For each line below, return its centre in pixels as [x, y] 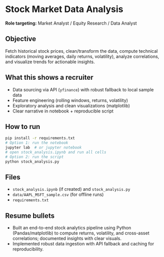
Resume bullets [30, 216]
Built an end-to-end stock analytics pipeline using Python [72, 228]
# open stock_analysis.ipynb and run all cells [56, 152]
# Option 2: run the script [35, 157]
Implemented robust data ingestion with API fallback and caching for [83, 244]
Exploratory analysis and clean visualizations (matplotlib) [71, 105]
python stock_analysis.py [32, 162]
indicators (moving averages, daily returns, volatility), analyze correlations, [82, 56]
